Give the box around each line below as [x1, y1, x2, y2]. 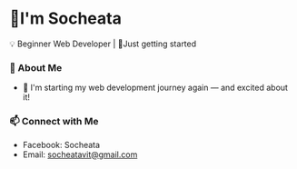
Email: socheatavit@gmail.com [22, 149, 138, 160]
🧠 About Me [9, 61, 63, 74]
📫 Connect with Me [9, 115, 99, 128]
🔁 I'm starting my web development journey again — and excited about [22, 82, 289, 94]
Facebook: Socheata [22, 139, 101, 150]
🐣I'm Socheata [9, 8, 123, 29]
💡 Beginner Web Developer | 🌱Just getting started [9, 38, 197, 49]
